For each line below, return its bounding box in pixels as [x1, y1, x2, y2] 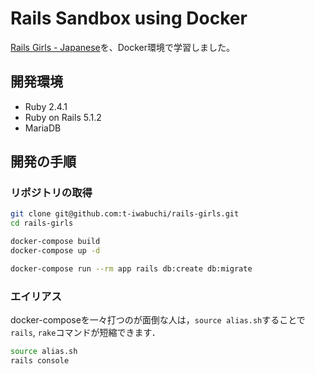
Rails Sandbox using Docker [10, 7, 248, 30]
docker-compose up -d [10, 246, 101, 256]
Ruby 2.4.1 [24, 100, 68, 112]
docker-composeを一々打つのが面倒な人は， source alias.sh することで [10, 314, 306, 326]
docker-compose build [10, 237, 101, 247]
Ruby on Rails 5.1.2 [24, 111, 102, 123]
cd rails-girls [10, 218, 74, 229]
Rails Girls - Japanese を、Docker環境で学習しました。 [10, 41, 236, 53]
